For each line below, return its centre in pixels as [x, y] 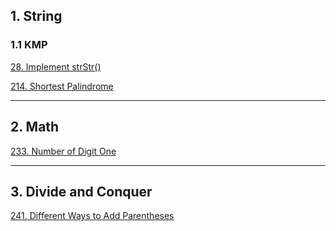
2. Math [35, 127]
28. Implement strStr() [56, 66]
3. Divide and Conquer [81, 191]
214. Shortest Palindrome [62, 86]
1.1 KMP [29, 45]
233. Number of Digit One [63, 151]
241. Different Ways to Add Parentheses [92, 216]
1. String [36, 16]
